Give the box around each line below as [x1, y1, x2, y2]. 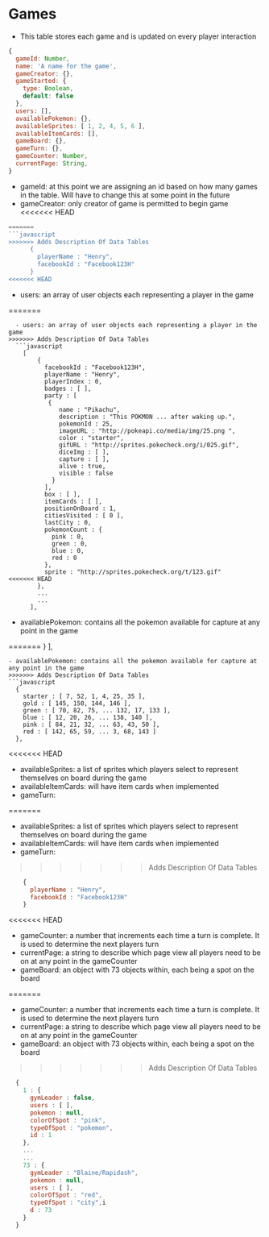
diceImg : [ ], [59, 448, 110, 456]
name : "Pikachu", [59, 405, 121, 413]
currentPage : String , [15, 160, 89, 168]
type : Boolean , [23, 85, 74, 93]
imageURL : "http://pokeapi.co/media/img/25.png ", [59, 426, 236, 435]
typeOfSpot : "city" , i [29, 1198, 106, 1207]
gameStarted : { [15, 77, 67, 85]
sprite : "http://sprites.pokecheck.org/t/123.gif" [43, 567, 221, 576]
